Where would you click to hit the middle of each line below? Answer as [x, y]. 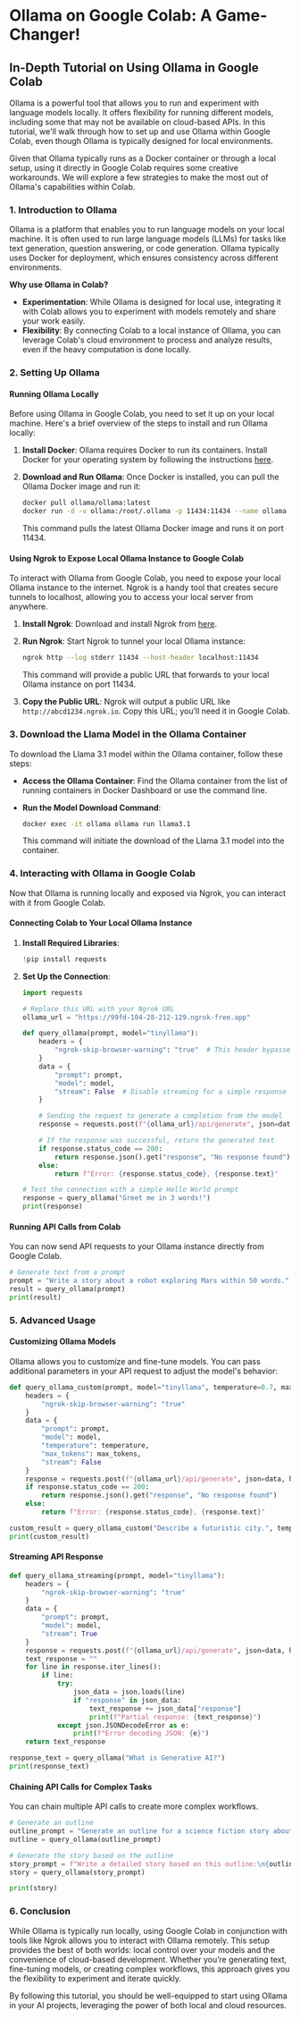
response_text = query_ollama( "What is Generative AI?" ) [117, 1758]
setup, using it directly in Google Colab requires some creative [124, 168]
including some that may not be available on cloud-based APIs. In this [137, 122]
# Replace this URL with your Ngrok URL [98, 1009]
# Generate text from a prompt [67, 1272]
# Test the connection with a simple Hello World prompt [130, 1190]
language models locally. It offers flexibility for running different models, [142, 112]
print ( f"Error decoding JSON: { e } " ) [141, 1734]
